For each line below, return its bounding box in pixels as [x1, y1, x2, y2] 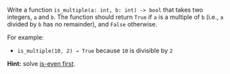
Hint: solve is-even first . [7, 60, 76, 67]
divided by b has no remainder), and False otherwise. [7, 20, 158, 28]
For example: [7, 33, 45, 41]
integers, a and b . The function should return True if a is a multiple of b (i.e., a [7, 13, 224, 21]
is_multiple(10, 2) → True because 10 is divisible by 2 [16, 47, 173, 54]
